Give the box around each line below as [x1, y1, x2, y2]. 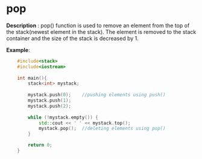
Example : [6, 46, 30, 53]
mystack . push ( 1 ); [28, 97, 71, 104]
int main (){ [17, 75, 47, 81]
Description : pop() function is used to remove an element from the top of [6, 22, 190, 29]
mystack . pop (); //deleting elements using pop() [38, 126, 166, 132]
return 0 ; [28, 142, 52, 148]
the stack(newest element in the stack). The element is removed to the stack [6, 28, 197, 35]
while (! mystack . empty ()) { [28, 114, 98, 120]
